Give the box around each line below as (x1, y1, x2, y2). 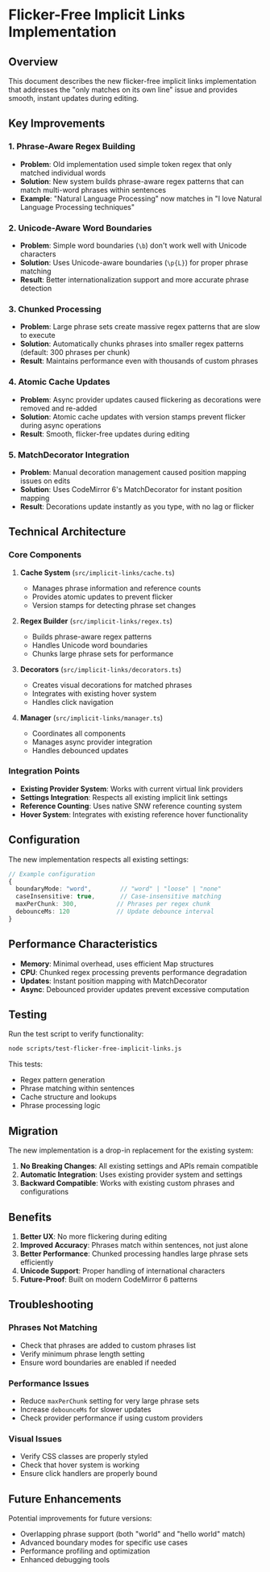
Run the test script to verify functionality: (8, 1029, 144, 1039)
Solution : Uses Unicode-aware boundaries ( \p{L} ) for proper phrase (19, 257, 248, 267)
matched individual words (19, 168, 106, 177)
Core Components (8, 549, 82, 561)
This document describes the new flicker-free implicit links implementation (8, 77, 256, 85)
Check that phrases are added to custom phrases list (19, 1341, 196, 1350)
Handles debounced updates (31, 745, 129, 755)
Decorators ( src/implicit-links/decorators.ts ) (19, 664, 182, 674)
